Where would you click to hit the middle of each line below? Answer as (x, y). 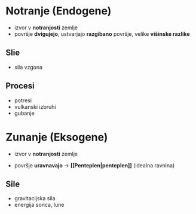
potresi (23, 100)
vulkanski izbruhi (35, 106)
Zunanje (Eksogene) (57, 137)
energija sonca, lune (39, 205)
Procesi (20, 86)
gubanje (24, 113)
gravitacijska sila (35, 198)
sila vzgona (28, 67)
